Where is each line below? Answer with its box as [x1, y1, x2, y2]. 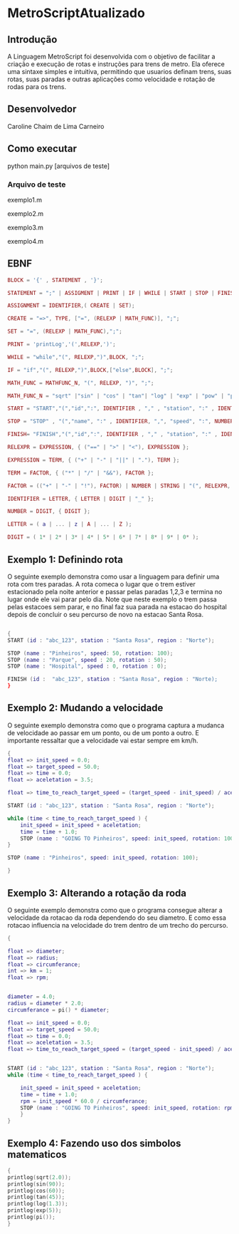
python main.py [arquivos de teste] [7, 162, 110, 170]
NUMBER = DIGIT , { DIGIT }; [7, 508, 91, 515]
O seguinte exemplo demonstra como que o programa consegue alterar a [7, 906, 223, 914]
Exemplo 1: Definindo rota [7, 554, 123, 566]
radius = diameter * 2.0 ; [7, 1000, 84, 1007]
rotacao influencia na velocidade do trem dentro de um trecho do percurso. [7, 921, 228, 929]
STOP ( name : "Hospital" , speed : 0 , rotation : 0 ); [7, 663, 167, 670]
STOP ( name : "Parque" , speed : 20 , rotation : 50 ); [7, 656, 167, 663]
